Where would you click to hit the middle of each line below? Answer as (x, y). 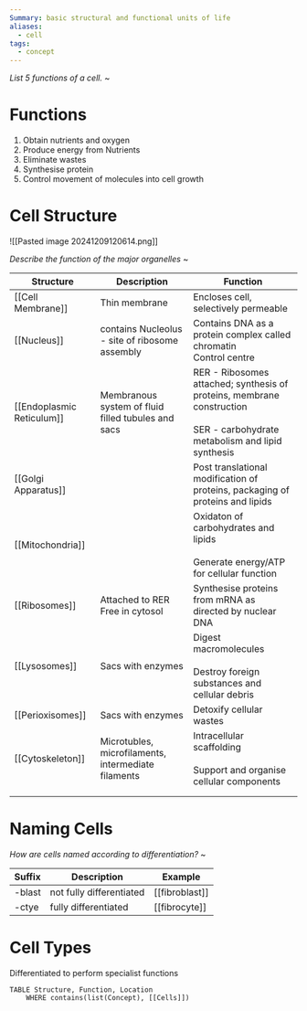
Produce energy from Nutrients (81, 150)
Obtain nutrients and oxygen (76, 140)
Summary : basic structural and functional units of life (120, 18)
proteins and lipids (233, 501)
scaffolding (217, 747)
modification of (226, 479)
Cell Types (51, 948)
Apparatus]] (40, 490)
